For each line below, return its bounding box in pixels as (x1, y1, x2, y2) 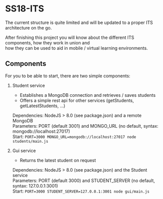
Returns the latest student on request (19, 157, 96, 163)
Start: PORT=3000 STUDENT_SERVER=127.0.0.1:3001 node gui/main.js (12, 188, 150, 194)
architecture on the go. (5, 24, 52, 30)
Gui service (12, 148, 36, 154)
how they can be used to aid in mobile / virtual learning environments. (5, 45, 148, 51)
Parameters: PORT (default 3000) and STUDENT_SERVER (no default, (12, 178, 155, 184)
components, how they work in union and (5, 39, 90, 45)
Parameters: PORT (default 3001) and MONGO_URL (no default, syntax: (12, 123, 159, 129)
